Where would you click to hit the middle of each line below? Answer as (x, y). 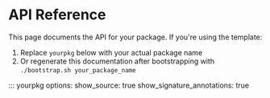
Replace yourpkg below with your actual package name (111, 52)
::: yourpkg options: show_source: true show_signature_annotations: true (129, 85)
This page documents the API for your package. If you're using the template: (135, 37)
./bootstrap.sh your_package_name (78, 70)
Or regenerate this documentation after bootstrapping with (117, 61)
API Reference (57, 15)
